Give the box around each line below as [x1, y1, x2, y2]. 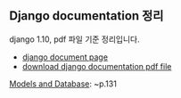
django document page [21, 52, 109, 62]
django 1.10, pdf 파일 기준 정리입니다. [9, 34, 140, 45]
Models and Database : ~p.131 [9, 78, 118, 89]
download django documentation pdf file [21, 61, 172, 71]
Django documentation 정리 [9, 8, 164, 24]
